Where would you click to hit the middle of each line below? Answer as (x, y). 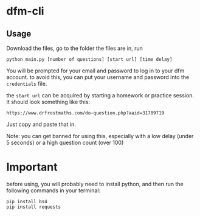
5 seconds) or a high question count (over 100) (65, 142)
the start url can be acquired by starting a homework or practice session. (100, 95)
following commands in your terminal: (53, 190)
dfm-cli (25, 11)
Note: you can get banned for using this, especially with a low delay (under (100, 136)
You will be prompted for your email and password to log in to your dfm (95, 71)
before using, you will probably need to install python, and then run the (95, 184)
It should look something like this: (48, 102)
